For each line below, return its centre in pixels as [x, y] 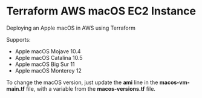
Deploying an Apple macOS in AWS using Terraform [71, 28]
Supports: [19, 39]
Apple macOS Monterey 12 [48, 70]
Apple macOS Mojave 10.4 [48, 51]
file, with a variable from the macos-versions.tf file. [91, 88]
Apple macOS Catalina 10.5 [49, 57]
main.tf [16, 88]
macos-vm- [175, 82]
